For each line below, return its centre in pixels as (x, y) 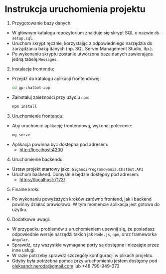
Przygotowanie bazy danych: (42, 23)
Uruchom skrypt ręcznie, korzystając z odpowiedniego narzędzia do (82, 43)
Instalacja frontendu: (33, 69)
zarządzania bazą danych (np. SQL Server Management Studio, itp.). (82, 48)
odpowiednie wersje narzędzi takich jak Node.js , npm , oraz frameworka (84, 234)
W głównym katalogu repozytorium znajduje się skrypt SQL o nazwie (83, 32)
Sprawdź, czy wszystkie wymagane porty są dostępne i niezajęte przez (85, 245)
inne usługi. (24, 250)
